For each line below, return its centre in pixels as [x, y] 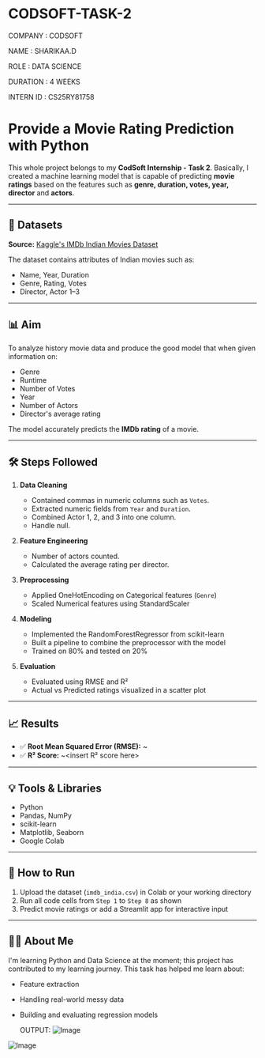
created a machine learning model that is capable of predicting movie [121, 176]
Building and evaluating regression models [89, 1015]
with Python [49, 146]
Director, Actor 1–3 [50, 291]
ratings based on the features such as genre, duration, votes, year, [118, 184]
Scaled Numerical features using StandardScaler [110, 604]
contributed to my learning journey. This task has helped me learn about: [126, 969]
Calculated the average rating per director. [100, 565]
